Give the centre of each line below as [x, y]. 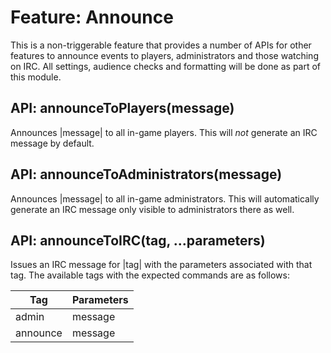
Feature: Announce [92, 17]
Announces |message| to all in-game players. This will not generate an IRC [164, 132]
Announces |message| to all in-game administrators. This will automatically [165, 198]
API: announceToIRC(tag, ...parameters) [138, 240]
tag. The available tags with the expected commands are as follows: [150, 275]
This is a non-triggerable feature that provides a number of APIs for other [161, 45]
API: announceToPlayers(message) [122, 108]
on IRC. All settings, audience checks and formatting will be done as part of [166, 66]
